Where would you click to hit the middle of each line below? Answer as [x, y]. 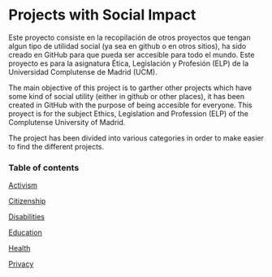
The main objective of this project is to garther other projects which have [130, 88]
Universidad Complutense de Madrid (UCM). [83, 71]
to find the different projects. [56, 146]
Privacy [21, 264]
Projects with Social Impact [102, 15]
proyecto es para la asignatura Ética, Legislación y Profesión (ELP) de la [129, 63]
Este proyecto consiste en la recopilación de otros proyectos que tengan [130, 37]
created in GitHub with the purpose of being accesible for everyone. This [131, 105]
